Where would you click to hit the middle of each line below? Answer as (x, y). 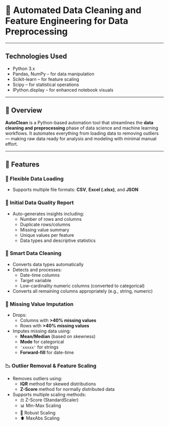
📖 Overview (24, 110)
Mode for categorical (42, 342)
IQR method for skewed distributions (58, 384)
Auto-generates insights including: (48, 214)
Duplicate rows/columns (45, 224)
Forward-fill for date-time (47, 353)
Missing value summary (45, 230)
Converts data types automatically (48, 264)
